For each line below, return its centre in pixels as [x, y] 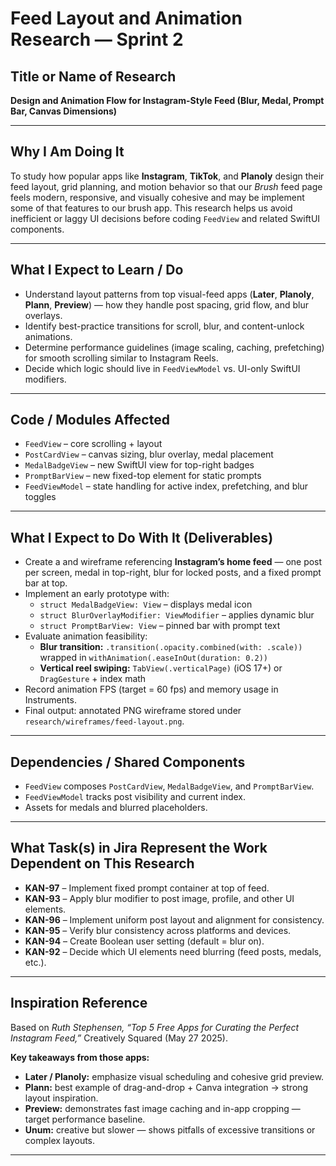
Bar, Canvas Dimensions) [64, 111]
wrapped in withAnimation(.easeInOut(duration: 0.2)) [153, 658]
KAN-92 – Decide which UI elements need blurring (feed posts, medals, [173, 951]
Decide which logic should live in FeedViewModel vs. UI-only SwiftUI [162, 368]
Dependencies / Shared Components [128, 762]
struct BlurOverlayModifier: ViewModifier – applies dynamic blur [177, 615]
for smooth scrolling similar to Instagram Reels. [121, 358]
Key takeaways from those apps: [80, 1057]
